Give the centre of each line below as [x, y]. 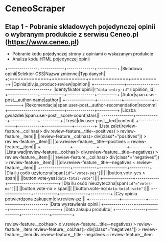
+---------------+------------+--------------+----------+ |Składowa [74, 68]
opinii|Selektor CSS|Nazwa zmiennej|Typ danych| [55, 74]
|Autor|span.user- [139, 94]
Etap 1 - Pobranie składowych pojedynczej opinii [80, 27]
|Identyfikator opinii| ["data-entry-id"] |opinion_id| [104, 89]
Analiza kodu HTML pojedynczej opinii [51, 59]
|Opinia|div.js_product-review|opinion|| [51, 84]
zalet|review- [124, 126]
